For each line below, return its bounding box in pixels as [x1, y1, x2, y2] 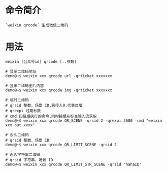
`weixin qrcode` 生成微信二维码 [5, 22, 69, 28]
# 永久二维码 [5, 132, 29, 137]
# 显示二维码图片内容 [5, 83, 44, 88]
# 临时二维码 [5, 97, 29, 102]
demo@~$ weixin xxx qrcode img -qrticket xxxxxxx [5, 87, 113, 93]
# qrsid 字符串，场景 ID [5, 157, 53, 162]
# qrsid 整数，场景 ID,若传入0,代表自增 [5, 102, 83, 108]
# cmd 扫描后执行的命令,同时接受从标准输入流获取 [5, 114, 97, 119]
